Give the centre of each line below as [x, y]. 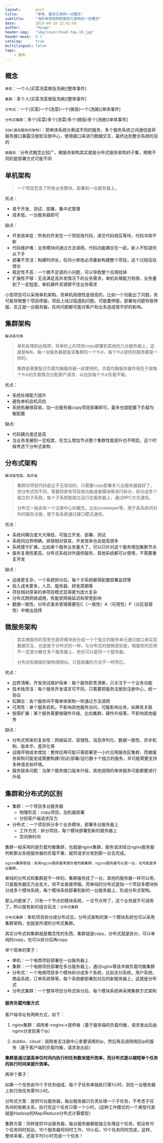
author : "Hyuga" [28, 28]
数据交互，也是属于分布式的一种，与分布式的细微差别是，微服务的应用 [87, 646]
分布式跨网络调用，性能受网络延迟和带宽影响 [57, 598]
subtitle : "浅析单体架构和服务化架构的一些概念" [53, 19]
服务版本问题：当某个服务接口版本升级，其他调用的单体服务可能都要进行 [84, 771]
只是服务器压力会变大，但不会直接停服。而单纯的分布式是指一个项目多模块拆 [81, 884]
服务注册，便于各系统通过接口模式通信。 [66, 514]
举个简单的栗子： [22, 950]
